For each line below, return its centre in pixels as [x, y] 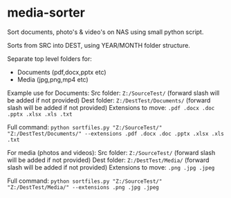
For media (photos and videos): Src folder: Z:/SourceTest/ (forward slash [111, 152]
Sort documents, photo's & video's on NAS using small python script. [105, 32]
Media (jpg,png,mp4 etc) [53, 79]
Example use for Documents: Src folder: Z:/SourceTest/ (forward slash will [113, 93]
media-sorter [46, 13]
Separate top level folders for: [49, 58]
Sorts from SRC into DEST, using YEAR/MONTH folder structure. [99, 45]
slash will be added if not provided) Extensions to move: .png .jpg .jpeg [111, 167]
